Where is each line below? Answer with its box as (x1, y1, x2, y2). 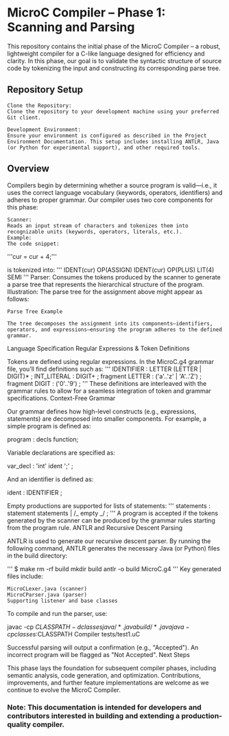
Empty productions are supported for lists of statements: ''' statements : (7, 501, 210, 509)
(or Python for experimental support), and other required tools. (7, 144, 201, 151)
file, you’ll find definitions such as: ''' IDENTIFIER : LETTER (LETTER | (7, 365, 202, 373)
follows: (7, 295, 29, 303)
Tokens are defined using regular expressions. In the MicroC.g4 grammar (7, 357, 215, 365)
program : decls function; (7, 435, 79, 444)
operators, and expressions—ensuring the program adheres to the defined (7, 326, 223, 333)
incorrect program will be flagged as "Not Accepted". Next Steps (7, 650, 191, 658)
